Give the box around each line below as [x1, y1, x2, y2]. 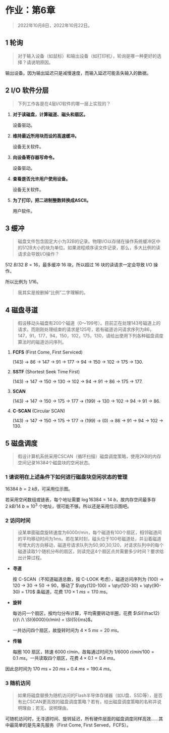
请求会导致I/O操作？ [17, 251, 60, 257]
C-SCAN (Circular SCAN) [12, 408, 66, 414]
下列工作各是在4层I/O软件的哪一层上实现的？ [17, 101, 111, 107]
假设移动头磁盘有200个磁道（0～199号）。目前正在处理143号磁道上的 [17, 320, 161, 326]
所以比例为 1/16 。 [5, 279, 41, 285]
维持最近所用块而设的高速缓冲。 [12, 132, 79, 139]
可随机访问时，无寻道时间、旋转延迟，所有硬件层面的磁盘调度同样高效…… [5, 715, 159, 721]
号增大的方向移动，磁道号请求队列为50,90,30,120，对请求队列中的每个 [17, 542, 164, 548]
